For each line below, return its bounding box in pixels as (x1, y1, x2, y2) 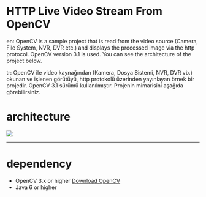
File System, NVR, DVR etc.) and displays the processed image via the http (6, 44, 195, 51)
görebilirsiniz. (6, 88, 41, 95)
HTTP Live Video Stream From (6, 4, 162, 18)
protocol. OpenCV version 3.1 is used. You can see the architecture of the (6, 50, 191, 58)
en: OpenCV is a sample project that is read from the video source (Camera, (6, 37, 198, 45)
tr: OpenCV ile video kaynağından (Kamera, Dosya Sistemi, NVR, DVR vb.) (6, 69, 193, 76)
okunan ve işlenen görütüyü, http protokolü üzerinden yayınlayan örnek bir (6, 75, 195, 83)
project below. (6, 57, 42, 64)
